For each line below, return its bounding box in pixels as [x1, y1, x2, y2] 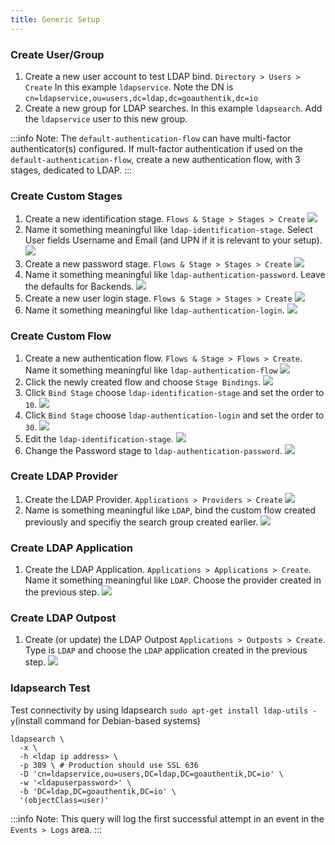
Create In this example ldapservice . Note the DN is [24, 81, 234, 93]
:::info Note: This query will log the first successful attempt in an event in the [10, 812, 325, 825]
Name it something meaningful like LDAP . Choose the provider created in [24, 574, 322, 586]
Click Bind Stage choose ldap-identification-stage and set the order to [24, 386, 325, 398]
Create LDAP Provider [10, 469, 118, 483]
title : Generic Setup [10, 14, 101, 25]
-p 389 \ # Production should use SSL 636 [19, 760, 199, 770]
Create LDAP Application [10, 541, 133, 555]
